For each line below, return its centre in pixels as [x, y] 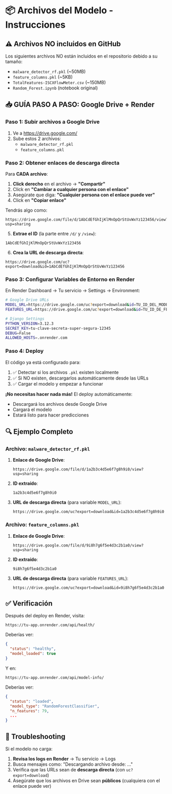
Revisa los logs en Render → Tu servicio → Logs [64, 759]
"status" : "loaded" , [32, 701]
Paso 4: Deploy [25, 351]
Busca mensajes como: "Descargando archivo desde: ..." [73, 764]
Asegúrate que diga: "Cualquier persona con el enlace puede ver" [84, 195]
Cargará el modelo [32, 409]
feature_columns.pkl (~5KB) [43, 77]
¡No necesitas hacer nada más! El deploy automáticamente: [69, 394]
